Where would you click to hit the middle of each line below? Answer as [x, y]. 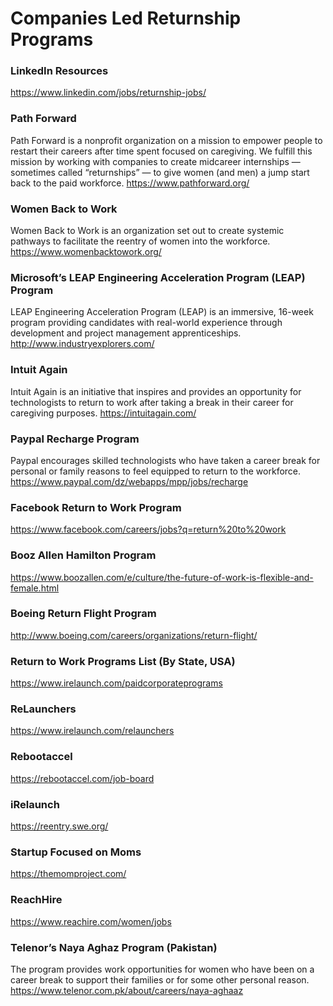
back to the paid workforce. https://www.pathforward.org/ [130, 183]
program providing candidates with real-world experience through [146, 323]
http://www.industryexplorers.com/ [82, 344]
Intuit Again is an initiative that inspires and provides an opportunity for [156, 391]
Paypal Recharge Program [75, 439]
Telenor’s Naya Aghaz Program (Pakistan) [114, 947]
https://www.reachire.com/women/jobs [91, 921]
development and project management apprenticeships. [126, 333]
